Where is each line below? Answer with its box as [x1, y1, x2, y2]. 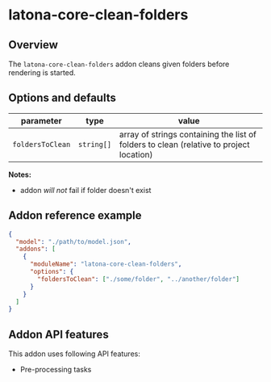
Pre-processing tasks [19, 365, 92, 375]
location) [119, 149, 153, 160]
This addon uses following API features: [8, 349, 141, 359]
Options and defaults [8, 91, 117, 105]
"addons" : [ [15, 245, 56, 254]
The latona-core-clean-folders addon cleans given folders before [8, 59, 230, 69]
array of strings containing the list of [119, 128, 256, 140]
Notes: [8, 170, 32, 179]
